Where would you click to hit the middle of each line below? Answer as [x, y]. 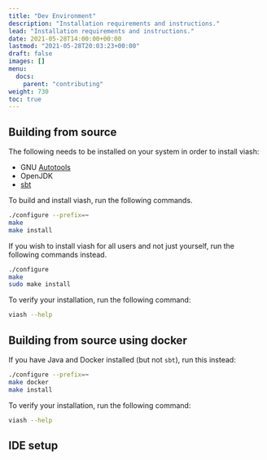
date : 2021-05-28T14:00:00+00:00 [65, 39]
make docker [28, 382]
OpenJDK [37, 176]
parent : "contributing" [63, 84]
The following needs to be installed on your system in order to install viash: [134, 152]
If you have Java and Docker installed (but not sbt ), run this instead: [122, 360]
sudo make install [39, 284]
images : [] [27, 62]
